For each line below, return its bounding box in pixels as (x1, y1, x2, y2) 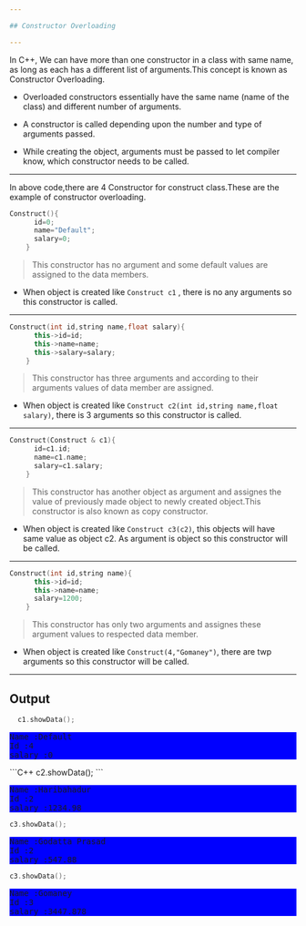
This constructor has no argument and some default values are (31, 259, 269, 270)
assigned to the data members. (31, 270, 149, 280)
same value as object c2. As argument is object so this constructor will (22, 533, 289, 544)
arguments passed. (22, 128, 96, 139)
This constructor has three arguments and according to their (31, 372, 260, 383)
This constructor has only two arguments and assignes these (31, 619, 261, 630)
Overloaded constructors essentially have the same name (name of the (22, 91, 290, 102)
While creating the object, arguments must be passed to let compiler (22, 146, 280, 157)
